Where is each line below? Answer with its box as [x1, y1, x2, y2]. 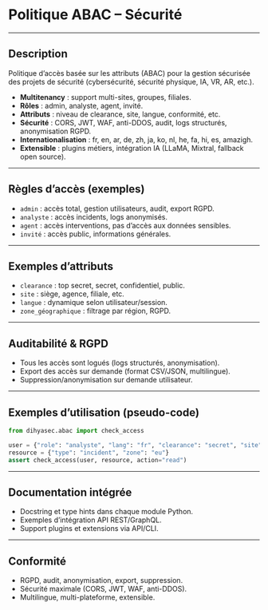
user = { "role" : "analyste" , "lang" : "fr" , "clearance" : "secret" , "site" [8, 441, 262, 449]
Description [8, 47, 68, 61]
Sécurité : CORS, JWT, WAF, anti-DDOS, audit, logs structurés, [19, 117, 227, 127]
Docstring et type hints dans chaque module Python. [19, 507, 194, 517]
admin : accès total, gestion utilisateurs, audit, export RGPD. [19, 204, 215, 213]
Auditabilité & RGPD [8, 337, 109, 351]
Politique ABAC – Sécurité [8, 6, 183, 24]
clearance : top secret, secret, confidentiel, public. [19, 281, 186, 291]
